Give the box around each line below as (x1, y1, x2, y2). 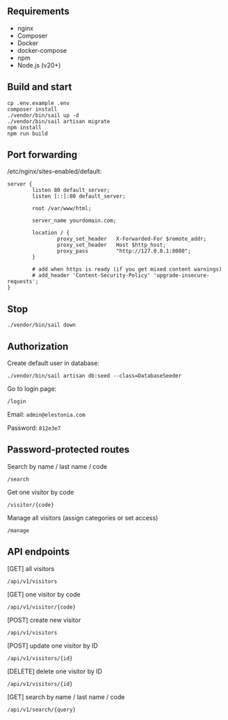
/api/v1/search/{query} (7, 706, 76, 713)
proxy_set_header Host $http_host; (56, 241, 167, 249)
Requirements (7, 6, 70, 17)
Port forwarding (7, 149, 78, 161)
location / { (32, 230, 70, 237)
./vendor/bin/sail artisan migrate (7, 118, 111, 125)
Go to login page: (7, 385, 57, 393)
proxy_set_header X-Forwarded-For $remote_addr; (56, 236, 207, 243)
